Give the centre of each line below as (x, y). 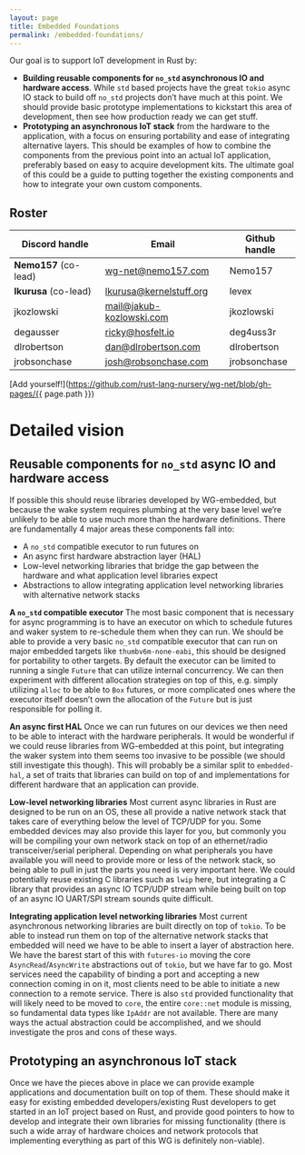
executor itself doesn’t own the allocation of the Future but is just (131, 700)
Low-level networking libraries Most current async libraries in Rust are (143, 802)
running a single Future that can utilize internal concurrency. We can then (147, 671)
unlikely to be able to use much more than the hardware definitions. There (148, 520)
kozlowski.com (137, 317)
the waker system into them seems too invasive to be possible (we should (148, 756)
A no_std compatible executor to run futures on (111, 547)
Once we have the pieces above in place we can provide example (132, 1083)
